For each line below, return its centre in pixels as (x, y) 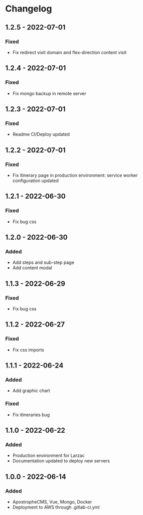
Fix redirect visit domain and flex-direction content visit (69, 52)
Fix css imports (28, 350)
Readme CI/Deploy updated (41, 134)
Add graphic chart (31, 391)
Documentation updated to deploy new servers (61, 461)
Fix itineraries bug (31, 415)
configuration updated (36, 181)
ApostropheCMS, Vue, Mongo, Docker (52, 502)
